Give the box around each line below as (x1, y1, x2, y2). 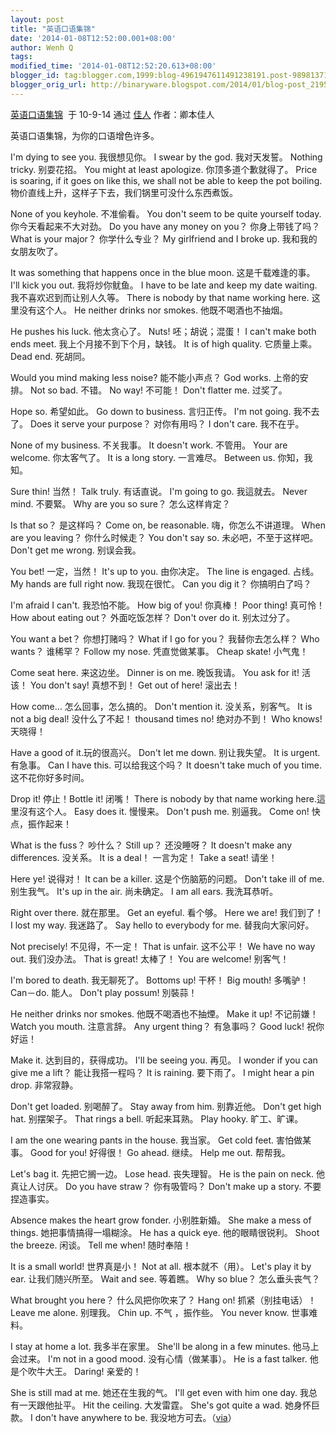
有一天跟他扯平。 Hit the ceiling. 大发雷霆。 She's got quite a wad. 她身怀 (10, 1399, 312, 1411)
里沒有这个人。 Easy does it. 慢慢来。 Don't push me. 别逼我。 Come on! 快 (10, 805, 321, 817)
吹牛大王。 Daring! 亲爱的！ (27, 1365, 142, 1377)
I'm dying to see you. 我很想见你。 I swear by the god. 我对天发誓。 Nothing (10, 151, 323, 163)
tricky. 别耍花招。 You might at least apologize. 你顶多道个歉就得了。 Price (10, 163, 318, 175)
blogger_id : (10, 71, 60, 81)
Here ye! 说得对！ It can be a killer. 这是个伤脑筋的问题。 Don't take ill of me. (10, 872, 325, 885)
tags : (10, 52, 33, 62)
